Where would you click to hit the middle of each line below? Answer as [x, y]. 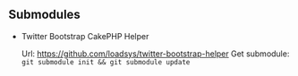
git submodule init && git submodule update [106, 62]
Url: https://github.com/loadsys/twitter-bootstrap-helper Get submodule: [155, 54]
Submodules [45, 15]
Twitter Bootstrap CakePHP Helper [85, 36]
